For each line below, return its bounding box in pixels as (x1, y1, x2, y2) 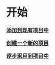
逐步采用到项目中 (6, 52, 49, 59)
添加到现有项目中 (6, 26, 49, 34)
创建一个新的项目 (6, 39, 49, 46)
